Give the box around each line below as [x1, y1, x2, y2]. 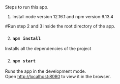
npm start [12, 58, 36, 64]
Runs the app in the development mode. [5, 68, 86, 74]
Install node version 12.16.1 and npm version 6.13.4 [12, 14, 114, 19]
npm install [12, 35, 41, 41]
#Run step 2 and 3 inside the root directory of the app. [5, 23, 116, 29]
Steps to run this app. [5, 4, 49, 10]
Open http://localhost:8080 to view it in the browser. [5, 73, 111, 79]
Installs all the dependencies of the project [5, 46, 91, 52]
